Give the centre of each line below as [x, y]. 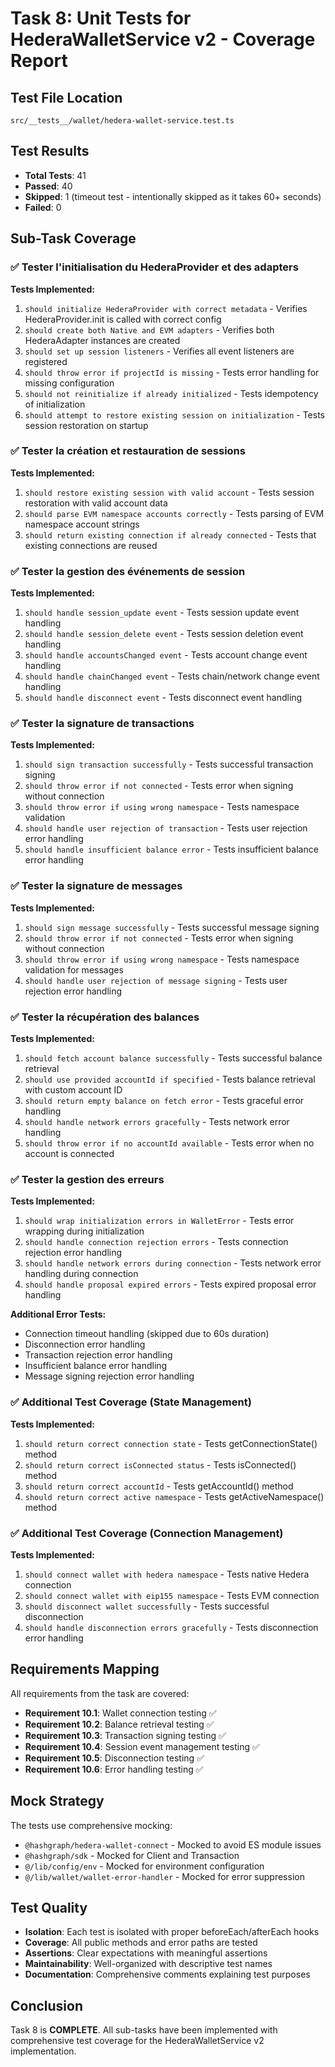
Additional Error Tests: [58, 1314]
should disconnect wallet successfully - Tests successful [147, 1606]
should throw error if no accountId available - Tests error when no [169, 1143]
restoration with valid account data [96, 503]
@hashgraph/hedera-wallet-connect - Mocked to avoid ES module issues [173, 1844]
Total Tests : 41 [55, 175]
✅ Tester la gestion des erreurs [87, 1179]
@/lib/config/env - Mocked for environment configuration [144, 1866]
